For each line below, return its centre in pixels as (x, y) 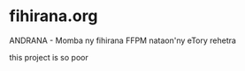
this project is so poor (49, 57)
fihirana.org (54, 16)
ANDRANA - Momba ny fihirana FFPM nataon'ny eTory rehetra (123, 40)
